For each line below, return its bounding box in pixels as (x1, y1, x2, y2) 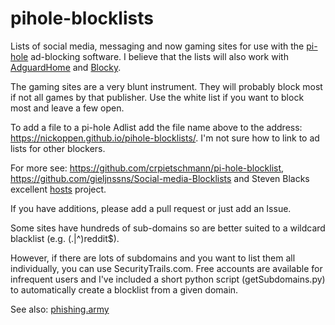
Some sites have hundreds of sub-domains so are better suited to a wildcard (10, 222, 326, 234)
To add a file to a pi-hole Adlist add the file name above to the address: (10, 121, 303, 133)
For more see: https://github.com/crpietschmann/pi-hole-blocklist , (10, 162, 285, 174)
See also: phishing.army (10, 303, 110, 315)
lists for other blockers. (10, 142, 106, 154)
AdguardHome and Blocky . (10, 61, 122, 73)
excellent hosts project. (10, 183, 107, 195)
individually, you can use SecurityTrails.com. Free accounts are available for (10, 262, 323, 274)
